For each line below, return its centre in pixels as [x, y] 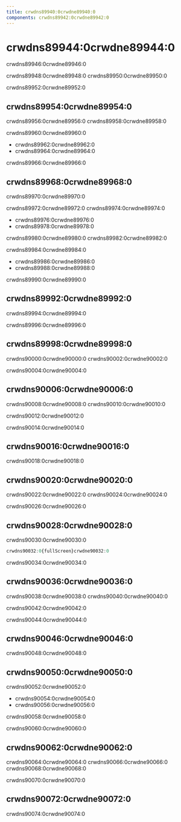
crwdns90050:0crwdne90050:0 [69, 672]
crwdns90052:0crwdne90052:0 [46, 687]
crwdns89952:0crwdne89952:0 [46, 88]
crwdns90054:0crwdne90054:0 [55, 699]
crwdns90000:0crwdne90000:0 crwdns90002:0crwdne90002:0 [87, 358]
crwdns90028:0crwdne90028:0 [69, 525]
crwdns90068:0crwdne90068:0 [46, 769]
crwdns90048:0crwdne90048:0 [46, 653]
